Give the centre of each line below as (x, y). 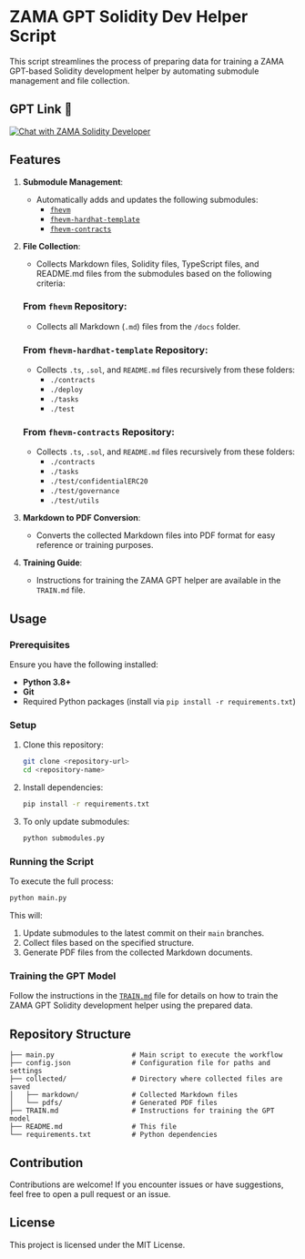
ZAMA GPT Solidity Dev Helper (129, 17)
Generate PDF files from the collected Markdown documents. (137, 952)
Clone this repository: (63, 745)
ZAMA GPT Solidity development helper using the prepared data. (131, 1005)
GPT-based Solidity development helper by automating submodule (134, 71)
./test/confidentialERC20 (99, 482)
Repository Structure (71, 1034)
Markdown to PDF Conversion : (81, 518)
